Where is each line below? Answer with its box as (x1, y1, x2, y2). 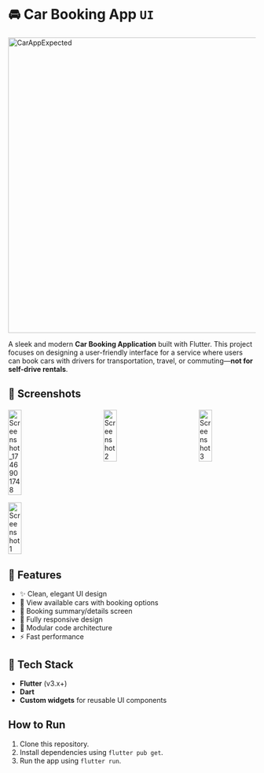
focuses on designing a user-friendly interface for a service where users (8, 347, 244, 357)
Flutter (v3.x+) (19, 678, 68, 688)
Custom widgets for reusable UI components (19, 695, 167, 704)
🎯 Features (8, 568, 62, 582)
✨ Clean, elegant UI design (19, 589, 108, 599)
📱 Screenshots (8, 387, 82, 401)
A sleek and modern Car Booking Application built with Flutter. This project (8, 339, 253, 348)
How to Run (8, 718, 66, 732)
